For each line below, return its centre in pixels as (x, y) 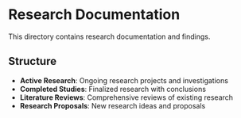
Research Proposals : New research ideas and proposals (113, 105)
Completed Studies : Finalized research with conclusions (113, 89)
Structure (33, 61)
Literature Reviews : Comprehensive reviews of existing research (126, 97)
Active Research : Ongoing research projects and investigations (124, 80)
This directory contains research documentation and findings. (109, 36)
